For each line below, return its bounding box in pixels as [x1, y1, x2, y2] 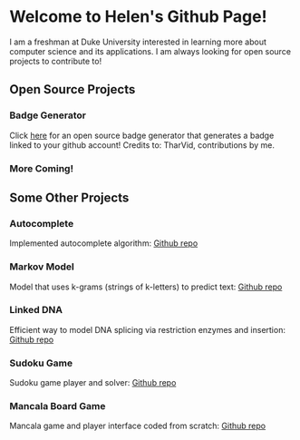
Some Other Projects [9, 190, 130, 205]
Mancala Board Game [9, 400, 106, 413]
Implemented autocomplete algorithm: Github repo [9, 238, 198, 249]
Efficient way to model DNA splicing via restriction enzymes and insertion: [9, 324, 285, 335]
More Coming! [9, 161, 74, 174]
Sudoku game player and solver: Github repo [9, 377, 177, 388]
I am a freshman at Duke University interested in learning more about [9, 36, 267, 47]
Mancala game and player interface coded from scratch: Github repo [9, 420, 266, 432]
